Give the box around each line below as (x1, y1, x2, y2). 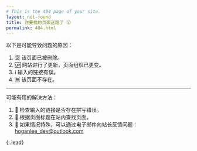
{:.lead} (6, 139, 25, 146)
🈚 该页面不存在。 (14, 76, 57, 83)
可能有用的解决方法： (6, 94, 57, 101)
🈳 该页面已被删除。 (14, 54, 63, 61)
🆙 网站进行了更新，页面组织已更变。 (14, 61, 104, 68)
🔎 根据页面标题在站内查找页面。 (14, 114, 92, 121)
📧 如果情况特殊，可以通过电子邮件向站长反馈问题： (14, 121, 138, 128)
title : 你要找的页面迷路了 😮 (6, 19, 72, 25)
